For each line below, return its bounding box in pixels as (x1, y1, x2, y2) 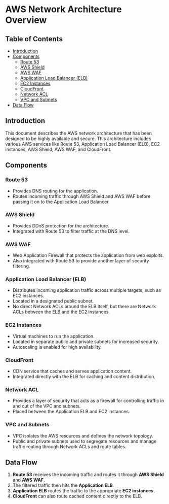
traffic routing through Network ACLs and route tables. (12, 443, 126, 450)
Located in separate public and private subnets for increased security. (12, 339, 159, 345)
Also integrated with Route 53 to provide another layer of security (12, 258, 149, 264)
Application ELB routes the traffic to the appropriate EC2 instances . (12, 488, 155, 494)
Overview (5, 14, 47, 26)
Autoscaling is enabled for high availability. (12, 344, 102, 350)
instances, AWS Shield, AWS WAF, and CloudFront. (5, 146, 112, 152)
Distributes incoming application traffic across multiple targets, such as (12, 287, 161, 293)
